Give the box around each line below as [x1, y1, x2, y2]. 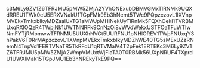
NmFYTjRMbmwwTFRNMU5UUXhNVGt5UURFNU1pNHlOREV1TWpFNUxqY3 [6, 30, 195, 37]
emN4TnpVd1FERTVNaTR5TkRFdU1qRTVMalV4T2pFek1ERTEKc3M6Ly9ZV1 [6, 43, 192, 50]
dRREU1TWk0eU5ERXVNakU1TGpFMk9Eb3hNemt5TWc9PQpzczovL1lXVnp [6, 11, 192, 18]
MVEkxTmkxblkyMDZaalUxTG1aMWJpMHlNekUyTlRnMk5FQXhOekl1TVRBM [6, 18, 194, 24]
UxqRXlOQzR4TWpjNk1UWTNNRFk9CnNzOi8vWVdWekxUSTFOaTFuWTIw [6, 24, 191, 31]
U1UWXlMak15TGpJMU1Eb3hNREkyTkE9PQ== [6, 56, 122, 62]
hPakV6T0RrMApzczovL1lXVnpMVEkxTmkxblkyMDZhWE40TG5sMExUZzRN [6, 37, 194, 43]
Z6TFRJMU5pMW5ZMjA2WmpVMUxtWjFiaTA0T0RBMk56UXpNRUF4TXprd [6, 49, 193, 56]
